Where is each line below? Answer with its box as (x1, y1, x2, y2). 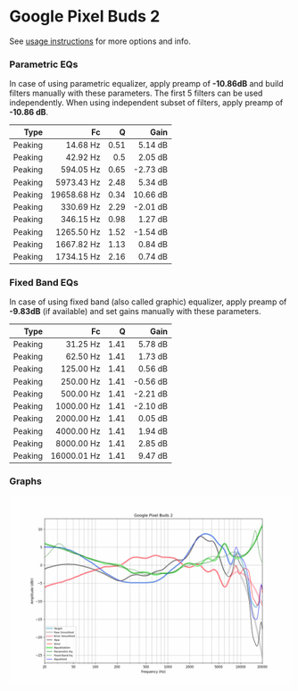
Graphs (9, 475, 42, 487)
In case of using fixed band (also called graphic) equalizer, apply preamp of (9, 296, 287, 307)
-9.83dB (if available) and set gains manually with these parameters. (9, 306, 261, 317)
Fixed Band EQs (9, 276, 79, 288)
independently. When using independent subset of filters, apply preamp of (9, 97, 284, 108)
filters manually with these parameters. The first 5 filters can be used (9, 87, 263, 99)
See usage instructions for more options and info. (9, 36, 192, 46)
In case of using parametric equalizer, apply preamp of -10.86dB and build (9, 79, 284, 89)
